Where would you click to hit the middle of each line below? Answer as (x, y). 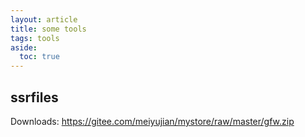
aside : (24, 47)
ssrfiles (34, 97)
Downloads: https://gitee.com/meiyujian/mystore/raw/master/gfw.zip (152, 121)
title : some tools (48, 29)
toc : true (39, 57)
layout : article (44, 19)
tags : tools (35, 38)
